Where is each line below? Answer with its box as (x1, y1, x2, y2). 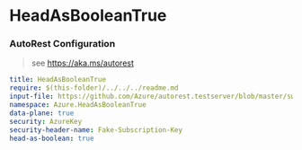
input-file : (9, 92, 54, 101)
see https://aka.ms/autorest (31, 57, 135, 68)
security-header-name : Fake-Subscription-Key (9, 125, 182, 135)
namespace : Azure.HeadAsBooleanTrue (9, 101, 147, 110)
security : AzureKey (9, 117, 83, 126)
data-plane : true (9, 109, 75, 118)
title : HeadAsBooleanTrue (9, 75, 106, 84)
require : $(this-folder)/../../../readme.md (9, 84, 179, 93)
